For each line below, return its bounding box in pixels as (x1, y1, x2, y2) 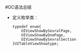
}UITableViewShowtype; (12, 41, 59, 46)
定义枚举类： (12, 15, 38, 20)
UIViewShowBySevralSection (21, 37, 77, 42)
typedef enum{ (12, 24, 41, 29)
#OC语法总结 (5, 4, 32, 10)
